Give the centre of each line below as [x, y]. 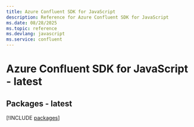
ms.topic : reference [32, 28]
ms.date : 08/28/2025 [32, 23]
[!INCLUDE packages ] [33, 118]
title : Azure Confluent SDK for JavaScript [61, 12]
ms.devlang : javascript [36, 34]
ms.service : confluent [34, 39]
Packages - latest [39, 103]
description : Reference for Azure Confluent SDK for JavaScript [87, 17]
